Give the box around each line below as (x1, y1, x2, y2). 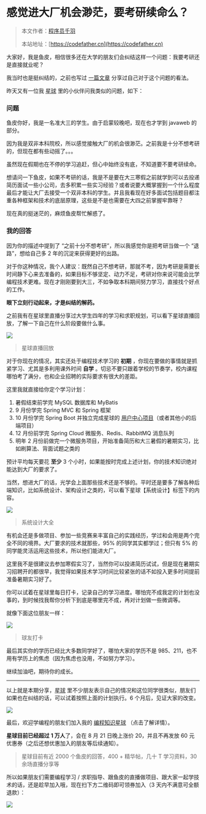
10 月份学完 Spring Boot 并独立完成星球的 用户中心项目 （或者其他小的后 (15, 414, 197, 421)
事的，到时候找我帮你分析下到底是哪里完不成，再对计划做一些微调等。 (6, 596, 184, 603)
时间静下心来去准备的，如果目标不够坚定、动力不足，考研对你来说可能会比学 (6, 270, 200, 277)
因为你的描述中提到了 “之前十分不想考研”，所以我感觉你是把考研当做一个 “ (6, 242, 194, 249)
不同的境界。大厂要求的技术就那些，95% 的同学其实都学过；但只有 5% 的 (11, 539, 198, 547)
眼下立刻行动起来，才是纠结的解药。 (6, 299, 98, 306)
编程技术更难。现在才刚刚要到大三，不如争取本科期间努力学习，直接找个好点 (6, 278, 200, 285)
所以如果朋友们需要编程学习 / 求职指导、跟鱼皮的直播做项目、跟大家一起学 (6, 773, 194, 781)
